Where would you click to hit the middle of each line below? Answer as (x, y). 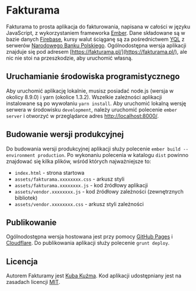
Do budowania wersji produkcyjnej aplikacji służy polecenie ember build (93, 149)
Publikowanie (31, 222)
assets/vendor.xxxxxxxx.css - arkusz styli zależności (79, 204)
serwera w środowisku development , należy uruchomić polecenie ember (92, 109)
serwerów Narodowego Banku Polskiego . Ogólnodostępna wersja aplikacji (96, 45)
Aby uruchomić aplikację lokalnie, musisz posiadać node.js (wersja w (90, 91)
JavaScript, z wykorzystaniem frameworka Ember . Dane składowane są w (96, 32)
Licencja (22, 261)
